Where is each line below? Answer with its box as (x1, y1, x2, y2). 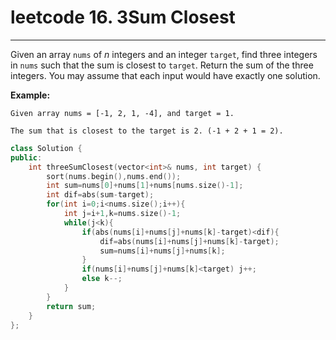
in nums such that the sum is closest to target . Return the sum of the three (10, 59, 314, 71)
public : (10, 152, 43, 163)
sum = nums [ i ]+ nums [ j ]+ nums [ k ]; (99, 246, 226, 256)
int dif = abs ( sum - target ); (46, 190, 155, 200)
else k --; (81, 274, 123, 284)
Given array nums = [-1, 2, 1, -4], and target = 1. (10, 108, 235, 118)
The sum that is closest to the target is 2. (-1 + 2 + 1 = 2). (10, 126, 284, 136)
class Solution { (10, 143, 83, 153)
